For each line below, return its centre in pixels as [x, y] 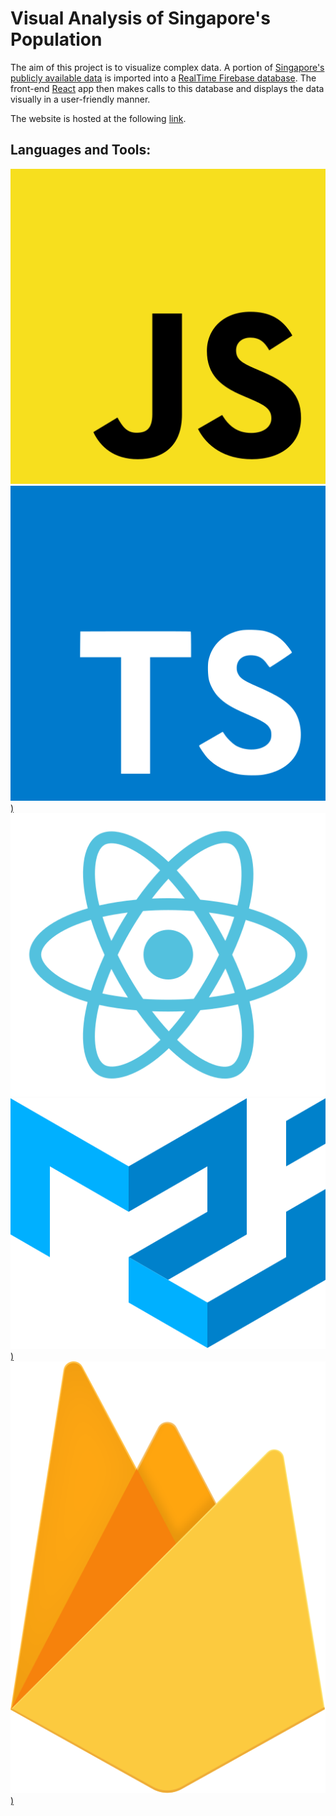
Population [56, 39]
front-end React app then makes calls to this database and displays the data [167, 88]
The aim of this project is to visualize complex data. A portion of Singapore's [167, 67]
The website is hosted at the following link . [98, 118]
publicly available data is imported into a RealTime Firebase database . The [163, 78]
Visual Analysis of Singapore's [140, 18]
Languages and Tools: [81, 150]
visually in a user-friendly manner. [80, 99]
